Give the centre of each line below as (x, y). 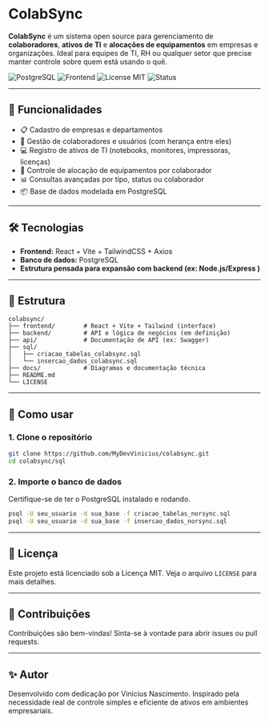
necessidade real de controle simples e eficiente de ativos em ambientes (128, 702)
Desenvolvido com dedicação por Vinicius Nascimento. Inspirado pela (124, 694)
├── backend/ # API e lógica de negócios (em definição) (119, 333)
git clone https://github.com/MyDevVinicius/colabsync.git (109, 454)
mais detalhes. (32, 581)
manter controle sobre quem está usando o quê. (88, 62)
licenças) (35, 162)
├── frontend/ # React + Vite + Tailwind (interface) (112, 326)
